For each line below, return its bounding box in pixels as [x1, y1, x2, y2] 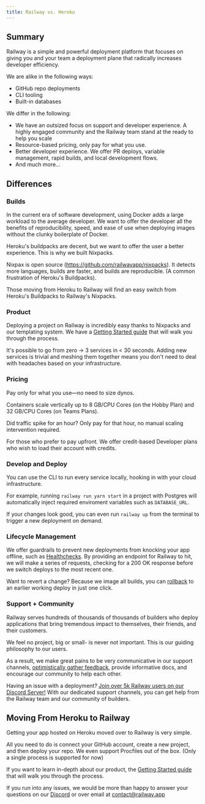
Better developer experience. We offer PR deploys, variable [15, 148, 165, 155]
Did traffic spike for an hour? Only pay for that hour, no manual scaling [6, 419, 184, 427]
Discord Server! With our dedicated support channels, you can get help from [6, 689, 199, 696]
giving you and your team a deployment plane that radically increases [6, 55, 182, 62]
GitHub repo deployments [15, 85, 81, 92]
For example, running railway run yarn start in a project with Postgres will [6, 492, 197, 499]
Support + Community [6, 599, 75, 608]
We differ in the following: [6, 110, 72, 117]
